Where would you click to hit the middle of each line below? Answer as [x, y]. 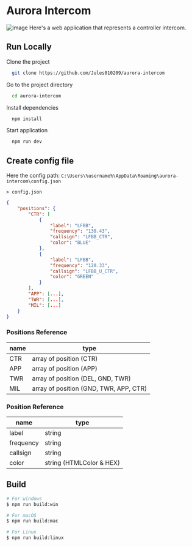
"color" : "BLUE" [70, 243]
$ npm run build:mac [33, 521]
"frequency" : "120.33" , [80, 265]
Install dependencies [33, 107]
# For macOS [21, 515]
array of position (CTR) [65, 358]
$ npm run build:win [33, 504]
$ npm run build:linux [35, 538]
